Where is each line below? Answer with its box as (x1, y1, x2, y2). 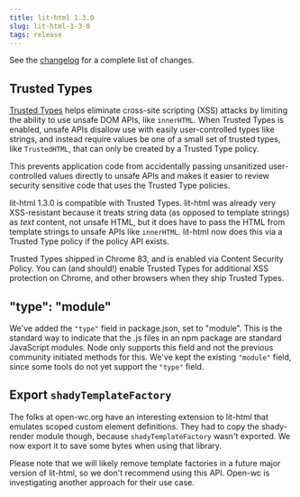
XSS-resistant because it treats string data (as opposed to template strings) (9, 207, 290, 218)
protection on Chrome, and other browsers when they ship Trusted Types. (9, 273, 285, 284)
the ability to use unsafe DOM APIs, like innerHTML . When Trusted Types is (9, 115, 284, 126)
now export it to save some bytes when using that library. (9, 440, 223, 451)
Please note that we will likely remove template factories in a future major (9, 457, 281, 468)
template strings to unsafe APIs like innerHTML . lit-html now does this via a (9, 227, 283, 238)
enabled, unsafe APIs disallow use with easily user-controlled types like (9, 124, 275, 136)
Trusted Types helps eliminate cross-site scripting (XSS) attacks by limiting (9, 105, 288, 116)
